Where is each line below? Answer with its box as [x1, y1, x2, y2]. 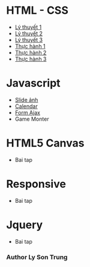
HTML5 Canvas [6, 136, 85, 150]
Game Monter [14, 115, 49, 122]
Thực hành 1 [14, 43, 46, 50]
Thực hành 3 [14, 55, 47, 62]
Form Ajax [14, 109, 41, 116]
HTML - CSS [6, 4, 69, 17]
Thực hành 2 [14, 49, 47, 56]
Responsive [6, 178, 66, 191]
